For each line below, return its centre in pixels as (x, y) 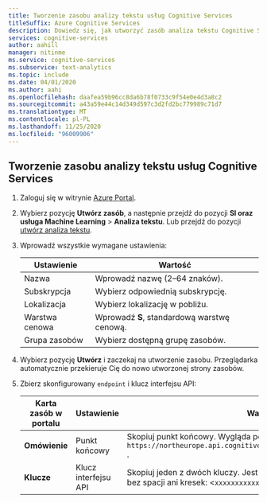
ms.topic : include (39, 75)
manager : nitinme (37, 53)
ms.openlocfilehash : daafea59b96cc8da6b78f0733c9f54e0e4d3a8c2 (115, 97)
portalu (46, 423)
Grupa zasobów (53, 341)
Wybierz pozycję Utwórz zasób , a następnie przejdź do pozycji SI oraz (136, 213)
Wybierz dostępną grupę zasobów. (161, 341)
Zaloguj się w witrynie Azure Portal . (78, 198)
